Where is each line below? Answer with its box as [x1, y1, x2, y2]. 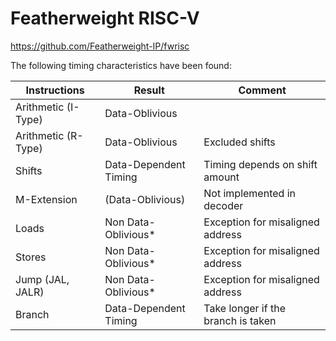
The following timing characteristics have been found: [10, 59, 232, 71]
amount [203, 170, 240, 184]
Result [133, 83, 165, 97]
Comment [238, 83, 287, 97]
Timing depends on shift [203, 157, 318, 171]
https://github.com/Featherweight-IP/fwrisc [10, 40, 190, 52]
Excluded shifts [203, 135, 276, 149]
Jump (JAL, [15, 272, 70, 286]
